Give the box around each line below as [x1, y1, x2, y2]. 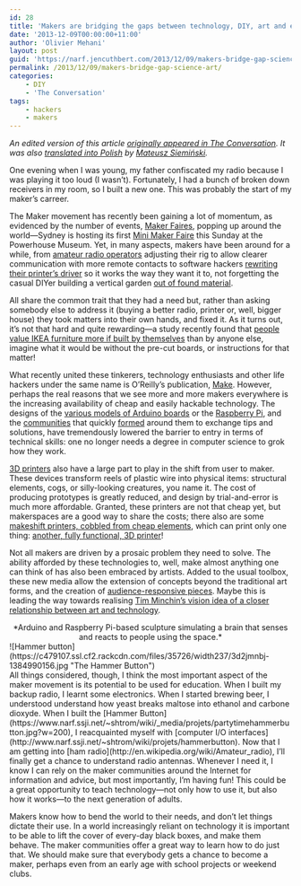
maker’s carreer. [9, 194, 70, 205]
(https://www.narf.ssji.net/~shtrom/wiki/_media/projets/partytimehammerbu [9, 717, 290, 728]
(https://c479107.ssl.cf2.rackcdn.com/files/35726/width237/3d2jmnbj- [9, 651, 271, 662]
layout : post [9, 47, 58, 56]
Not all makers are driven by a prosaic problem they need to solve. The [9, 548, 271, 558]
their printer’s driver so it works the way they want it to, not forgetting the [9, 268, 279, 279]
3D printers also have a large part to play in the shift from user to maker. [9, 463, 275, 474]
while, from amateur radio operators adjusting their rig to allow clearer [9, 249, 268, 260]
